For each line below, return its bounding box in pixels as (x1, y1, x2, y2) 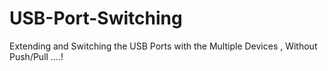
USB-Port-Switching (9, 7, 183, 30)
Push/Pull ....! (9, 50, 64, 62)
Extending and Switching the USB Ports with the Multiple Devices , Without (9, 40, 318, 52)
